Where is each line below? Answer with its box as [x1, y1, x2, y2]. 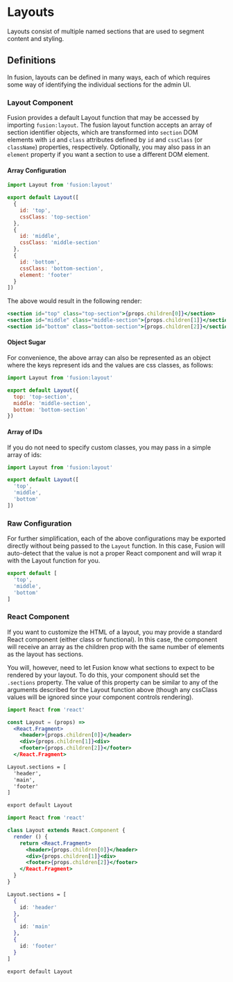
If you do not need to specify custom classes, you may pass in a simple [7, 443, 212, 451]
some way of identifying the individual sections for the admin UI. [7, 80, 191, 89]
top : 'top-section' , [13, 393, 73, 400]
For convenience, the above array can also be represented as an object [7, 354, 212, 362]
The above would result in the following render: [7, 297, 142, 305]
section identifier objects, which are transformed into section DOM [7, 128, 199, 137]
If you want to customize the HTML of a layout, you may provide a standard [7, 628, 223, 636]
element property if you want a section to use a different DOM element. [7, 150, 209, 159]
